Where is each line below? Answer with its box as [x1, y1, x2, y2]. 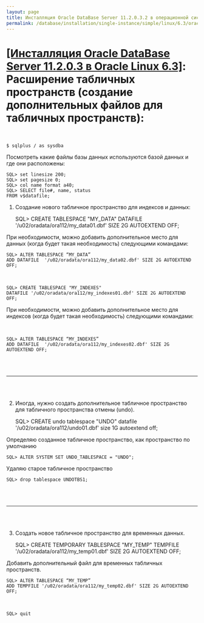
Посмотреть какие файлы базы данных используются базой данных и [6, 153, 189, 161]
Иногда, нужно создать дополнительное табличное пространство [15, 399, 188, 407]
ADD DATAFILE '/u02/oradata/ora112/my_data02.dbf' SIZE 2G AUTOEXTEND [6, 257, 191, 263]
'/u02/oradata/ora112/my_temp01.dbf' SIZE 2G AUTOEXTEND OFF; [15, 548, 181, 555]
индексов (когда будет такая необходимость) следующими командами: [6, 312, 194, 320]
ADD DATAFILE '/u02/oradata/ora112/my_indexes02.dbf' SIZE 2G [6, 342, 170, 348]
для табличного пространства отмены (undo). [15, 406, 135, 413]
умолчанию [6, 442, 37, 450]
